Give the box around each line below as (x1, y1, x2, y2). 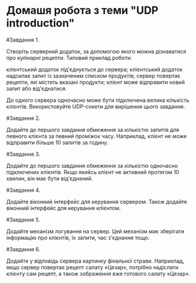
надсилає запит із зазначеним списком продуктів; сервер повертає (6, 72, 181, 79)
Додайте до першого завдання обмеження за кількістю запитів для (6, 126, 180, 133)
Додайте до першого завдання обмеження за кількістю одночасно (6, 162, 178, 169)
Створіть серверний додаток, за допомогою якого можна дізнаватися (6, 47, 187, 55)
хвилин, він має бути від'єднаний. (6, 174, 93, 182)
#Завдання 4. (6, 186, 41, 194)
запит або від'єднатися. (6, 85, 67, 92)
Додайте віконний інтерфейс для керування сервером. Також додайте (6, 198, 188, 205)
